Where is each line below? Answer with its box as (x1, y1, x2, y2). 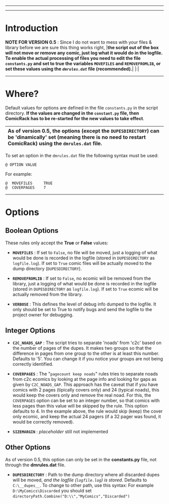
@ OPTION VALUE (5, 162, 37, 167)
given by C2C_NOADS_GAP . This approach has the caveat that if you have (12, 381, 158, 387)
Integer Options (5, 326, 55, 335)
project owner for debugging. (12, 312, 74, 318)
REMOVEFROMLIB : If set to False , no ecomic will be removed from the (12, 275, 151, 281)
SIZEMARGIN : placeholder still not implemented (12, 428, 108, 435)
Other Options (5, 443, 51, 452)
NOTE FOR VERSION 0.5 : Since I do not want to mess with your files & (5, 39, 152, 45)
